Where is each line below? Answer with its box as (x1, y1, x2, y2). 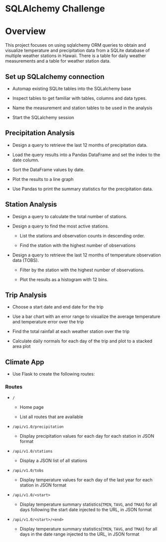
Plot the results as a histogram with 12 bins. (19, 276, 109, 282)
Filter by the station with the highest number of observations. (19, 267, 145, 273)
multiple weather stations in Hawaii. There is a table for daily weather (5, 53, 146, 59)
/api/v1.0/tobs (12, 468, 44, 473)
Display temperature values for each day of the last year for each (19, 477, 153, 483)
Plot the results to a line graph (12, 176, 74, 182)
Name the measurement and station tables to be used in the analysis (12, 105, 153, 111)
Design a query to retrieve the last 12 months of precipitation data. (12, 142, 148, 148)
